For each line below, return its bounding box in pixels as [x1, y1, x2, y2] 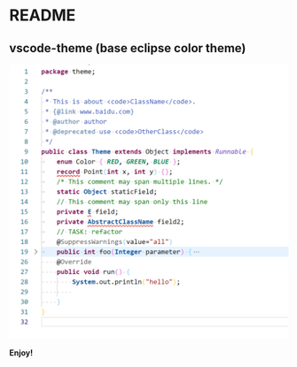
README [9, 5, 76, 26]
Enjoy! [9, 348, 34, 358]
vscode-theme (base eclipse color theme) [9, 41, 246, 56]
